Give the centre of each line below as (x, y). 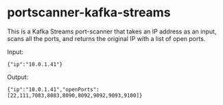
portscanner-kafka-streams (89, 13)
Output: (18, 77)
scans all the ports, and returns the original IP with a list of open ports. (106, 38)
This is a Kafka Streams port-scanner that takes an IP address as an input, (112, 31)
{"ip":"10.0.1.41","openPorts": (53, 89)
